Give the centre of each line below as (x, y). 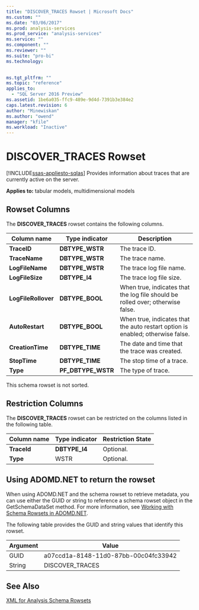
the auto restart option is (154, 326)
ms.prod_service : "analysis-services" (54, 34)
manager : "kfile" (28, 122)
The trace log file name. (153, 268)
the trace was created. (151, 351)
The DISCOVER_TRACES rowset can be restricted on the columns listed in (97, 418)
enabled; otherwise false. (155, 334)
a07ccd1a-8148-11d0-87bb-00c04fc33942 (110, 555)
